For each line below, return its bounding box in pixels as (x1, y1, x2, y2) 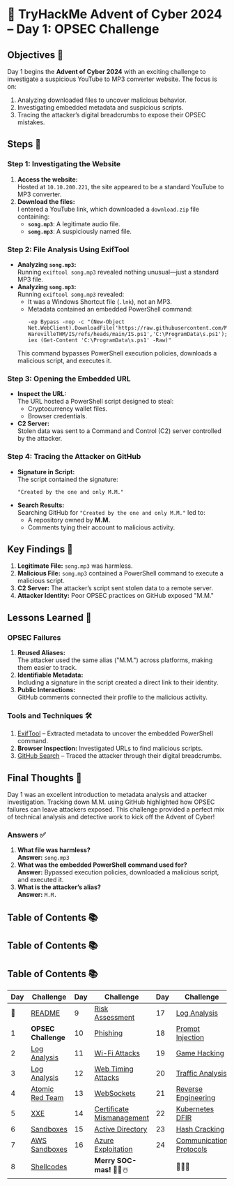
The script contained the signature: (17, 475, 118, 483)
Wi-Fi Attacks (94, 1048, 141, 1058)
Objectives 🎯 (7, 49, 64, 61)
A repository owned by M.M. (27, 515, 111, 524)
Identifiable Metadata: (17, 671, 84, 680)
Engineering (175, 1093, 216, 1103)
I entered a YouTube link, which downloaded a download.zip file (17, 205, 200, 213)
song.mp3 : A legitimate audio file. (27, 219, 120, 228)
